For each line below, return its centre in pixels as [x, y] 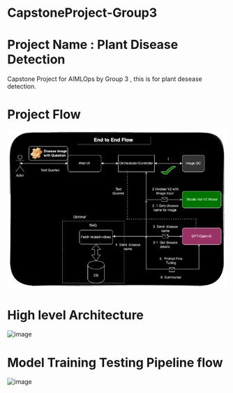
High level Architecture [76, 315]
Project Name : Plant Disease [93, 45]
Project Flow [44, 115]
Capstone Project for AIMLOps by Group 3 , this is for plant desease [105, 79]
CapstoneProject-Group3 [82, 13]
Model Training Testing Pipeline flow [115, 363]
